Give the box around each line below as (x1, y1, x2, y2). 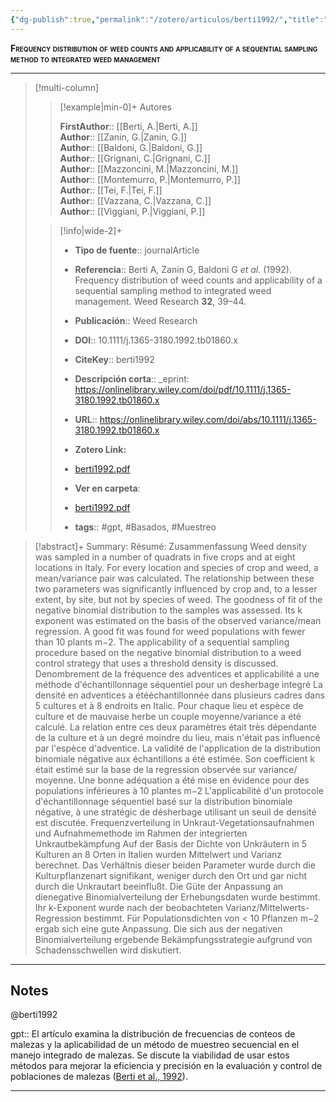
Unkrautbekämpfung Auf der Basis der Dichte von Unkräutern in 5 (34, 837, 308, 850)
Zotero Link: (74, 443, 127, 455)
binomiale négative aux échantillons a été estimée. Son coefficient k (34, 752, 315, 765)
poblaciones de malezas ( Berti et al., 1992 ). (10, 1071, 188, 1083)
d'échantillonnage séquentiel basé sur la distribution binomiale (34, 795, 293, 807)
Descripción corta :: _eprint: (74, 372, 190, 385)
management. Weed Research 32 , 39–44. (74, 295, 247, 307)
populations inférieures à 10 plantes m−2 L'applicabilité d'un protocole (34, 784, 324, 796)
